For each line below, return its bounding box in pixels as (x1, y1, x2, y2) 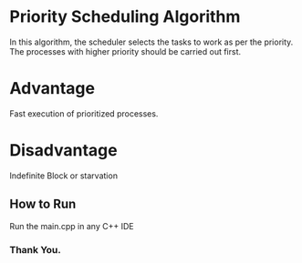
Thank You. (9, 243, 61, 256)
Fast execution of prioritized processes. (9, 107, 159, 119)
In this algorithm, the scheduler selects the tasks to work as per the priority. (9, 36, 294, 47)
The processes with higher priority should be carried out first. (9, 46, 242, 56)
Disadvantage (9, 140, 118, 161)
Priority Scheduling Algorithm (9, 6, 241, 27)
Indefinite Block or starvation (9, 170, 119, 181)
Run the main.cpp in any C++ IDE (9, 220, 134, 231)
